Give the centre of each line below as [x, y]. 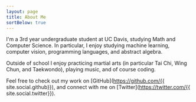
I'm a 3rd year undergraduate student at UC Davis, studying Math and [91, 40]
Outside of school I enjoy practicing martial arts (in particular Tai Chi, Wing [97, 63]
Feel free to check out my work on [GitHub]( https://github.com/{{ [85, 81]
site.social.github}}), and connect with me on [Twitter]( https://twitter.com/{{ [98, 87]
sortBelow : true [26, 22]
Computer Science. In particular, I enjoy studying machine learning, [88, 45]
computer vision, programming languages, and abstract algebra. [84, 52]
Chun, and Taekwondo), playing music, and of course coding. [81, 70]
